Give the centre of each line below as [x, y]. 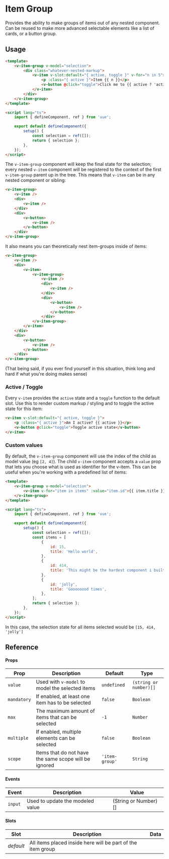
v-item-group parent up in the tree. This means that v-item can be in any [80, 175]
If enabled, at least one [63, 697]
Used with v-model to [61, 682]
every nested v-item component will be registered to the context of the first [83, 169]
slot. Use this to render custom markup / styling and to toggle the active [80, 403]
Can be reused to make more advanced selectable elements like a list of [80, 28]
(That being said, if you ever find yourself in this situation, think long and [80, 369]
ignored [45, 765]
